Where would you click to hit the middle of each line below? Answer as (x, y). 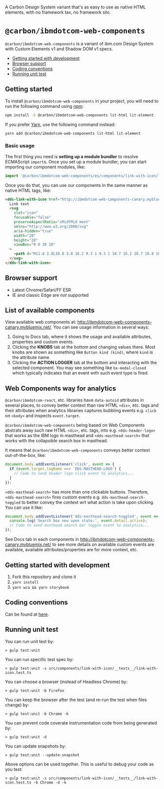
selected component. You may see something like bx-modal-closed (79, 368)
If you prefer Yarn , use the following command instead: (60, 125)
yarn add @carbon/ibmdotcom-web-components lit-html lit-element (73, 133)
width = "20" (25, 236)
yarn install (25, 582)
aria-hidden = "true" (34, 231)
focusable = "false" (32, 218)
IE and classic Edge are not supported (50, 295)
